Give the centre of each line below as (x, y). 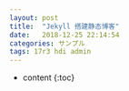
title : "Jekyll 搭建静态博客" (64, 26)
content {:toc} (49, 77)
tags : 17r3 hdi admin (50, 52)
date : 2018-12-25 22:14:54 (64, 35)
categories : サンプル (48, 43)
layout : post (34, 18)
